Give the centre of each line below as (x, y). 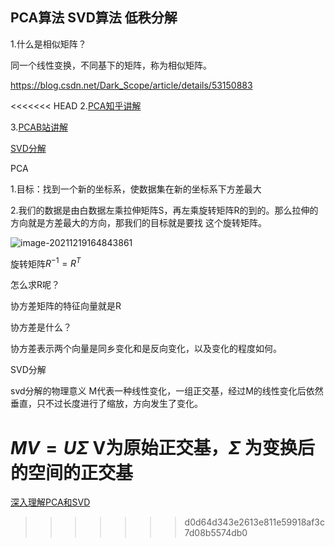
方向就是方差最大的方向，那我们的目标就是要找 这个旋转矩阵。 (138, 222)
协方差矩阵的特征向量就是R (66, 306)
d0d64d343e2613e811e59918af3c (255, 522)
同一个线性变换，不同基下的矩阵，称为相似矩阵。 (111, 65)
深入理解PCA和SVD (50, 502)
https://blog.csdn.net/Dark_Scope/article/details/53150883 (131, 85)
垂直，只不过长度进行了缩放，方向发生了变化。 (106, 404)
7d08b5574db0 (216, 533)
